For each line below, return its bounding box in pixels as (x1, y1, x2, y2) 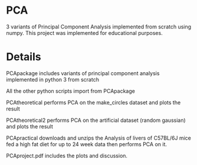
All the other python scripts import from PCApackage (6, 87, 136, 95)
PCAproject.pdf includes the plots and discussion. (6, 152, 128, 159)
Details (6, 50, 41, 64)
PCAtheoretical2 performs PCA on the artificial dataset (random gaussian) (6, 117, 186, 124)
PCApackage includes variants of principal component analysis (6, 69, 160, 77)
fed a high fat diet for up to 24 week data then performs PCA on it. (6, 140, 167, 148)
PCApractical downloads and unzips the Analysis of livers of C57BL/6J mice (6, 134, 192, 141)
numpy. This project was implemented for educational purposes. (6, 29, 163, 36)
